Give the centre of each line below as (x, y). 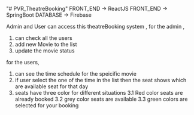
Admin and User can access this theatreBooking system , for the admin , (96, 27)
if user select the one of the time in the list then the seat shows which (101, 80)
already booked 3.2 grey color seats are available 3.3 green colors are (101, 99)
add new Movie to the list (46, 44)
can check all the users (44, 38)
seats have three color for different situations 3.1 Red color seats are (99, 93)
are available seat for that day (51, 86)
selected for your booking (47, 105)
